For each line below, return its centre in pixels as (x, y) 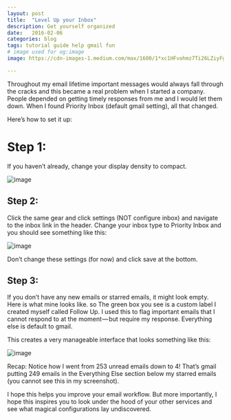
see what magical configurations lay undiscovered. (79, 409)
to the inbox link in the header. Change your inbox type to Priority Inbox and (114, 225)
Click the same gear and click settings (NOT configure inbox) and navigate (113, 218)
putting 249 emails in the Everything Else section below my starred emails (112, 374)
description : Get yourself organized (61, 26)
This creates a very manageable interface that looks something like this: (109, 340)
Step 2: (23, 201)
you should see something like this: (57, 232)
